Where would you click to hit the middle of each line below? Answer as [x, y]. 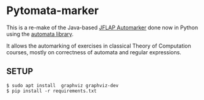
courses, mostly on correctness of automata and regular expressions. [94, 52]
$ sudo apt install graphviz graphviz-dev [63, 85]
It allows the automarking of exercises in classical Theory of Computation [99, 46]
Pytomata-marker [53, 11]
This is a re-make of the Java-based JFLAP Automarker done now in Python [102, 27]
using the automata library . [40, 34]
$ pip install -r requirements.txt [52, 91]
